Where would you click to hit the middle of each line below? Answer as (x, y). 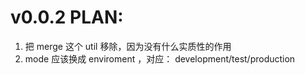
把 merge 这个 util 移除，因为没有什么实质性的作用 (128, 46)
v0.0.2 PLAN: (67, 17)
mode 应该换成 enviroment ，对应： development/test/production (160, 58)
